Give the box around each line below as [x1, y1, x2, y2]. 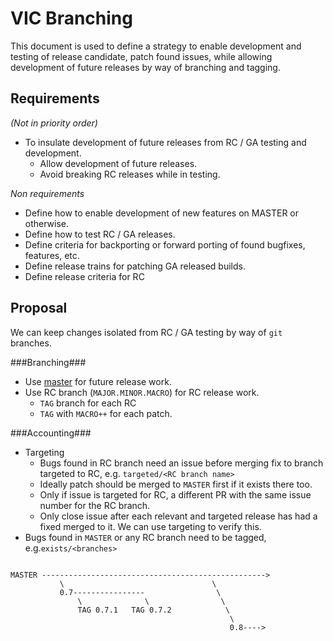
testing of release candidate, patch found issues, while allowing [10, 50, 273, 62]
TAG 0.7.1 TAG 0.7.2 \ [77, 605, 230, 615]
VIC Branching [10, 7, 133, 30]
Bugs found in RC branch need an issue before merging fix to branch [39, 457, 324, 469]
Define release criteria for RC [24, 270, 145, 282]
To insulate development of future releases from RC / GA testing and [24, 136, 307, 148]
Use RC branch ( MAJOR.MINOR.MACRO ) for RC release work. [24, 386, 260, 398]
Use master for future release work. [24, 375, 172, 387]
